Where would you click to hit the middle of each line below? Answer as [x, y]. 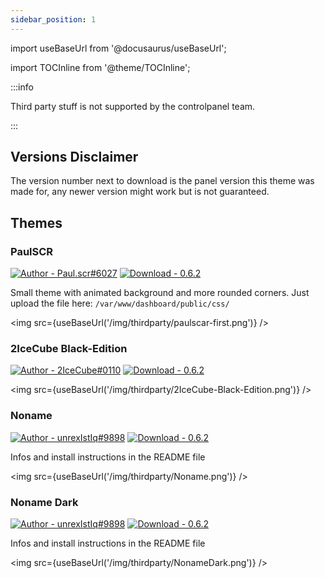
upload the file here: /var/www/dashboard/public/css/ [120, 303]
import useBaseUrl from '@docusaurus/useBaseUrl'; [118, 48]
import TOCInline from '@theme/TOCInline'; [100, 67]
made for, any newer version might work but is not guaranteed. [140, 192]
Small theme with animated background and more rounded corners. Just [160, 293]
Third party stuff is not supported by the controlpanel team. [133, 106]
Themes [36, 222]
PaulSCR [32, 251]
